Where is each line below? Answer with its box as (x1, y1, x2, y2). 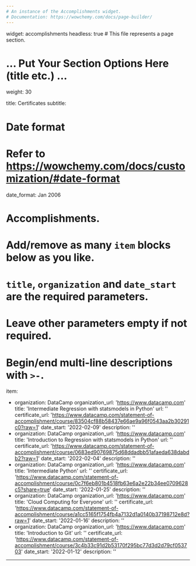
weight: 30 (6, 88, 32, 95)
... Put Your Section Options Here (6, 57, 169, 70)
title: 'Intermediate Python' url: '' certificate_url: (14, 467, 128, 474)
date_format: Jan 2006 (6, 191, 61, 198)
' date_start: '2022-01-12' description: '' (21, 548, 117, 555)
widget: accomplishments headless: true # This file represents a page (6, 30, 174, 37)
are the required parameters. (6, 290, 149, 303)
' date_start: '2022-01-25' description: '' (49, 486, 146, 493)
